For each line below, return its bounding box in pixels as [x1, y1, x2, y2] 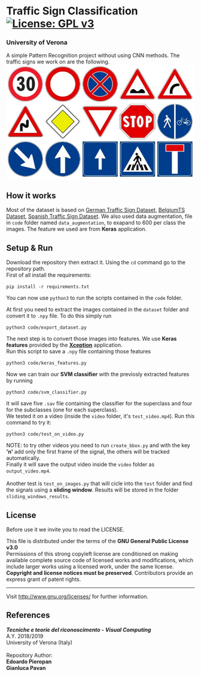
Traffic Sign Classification [6, 4, 139, 18]
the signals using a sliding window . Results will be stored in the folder [6, 486, 179, 493]
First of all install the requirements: [6, 271, 92, 279]
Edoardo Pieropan [6, 657, 52, 665]
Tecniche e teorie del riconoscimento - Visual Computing [6, 626, 151, 633]
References [6, 610, 50, 620]
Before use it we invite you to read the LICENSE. [6, 526, 124, 533]
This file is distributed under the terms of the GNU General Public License [6, 538, 189, 545]
